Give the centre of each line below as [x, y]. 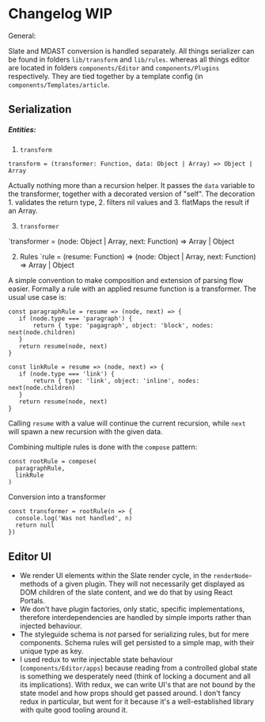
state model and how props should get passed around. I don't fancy [130, 694]
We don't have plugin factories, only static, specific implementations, [132, 609]
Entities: [22, 129]
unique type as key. [51, 651]
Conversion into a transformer [57, 497]
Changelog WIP [61, 14]
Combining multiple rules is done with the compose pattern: [103, 447]
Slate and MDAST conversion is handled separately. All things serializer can [131, 51]
